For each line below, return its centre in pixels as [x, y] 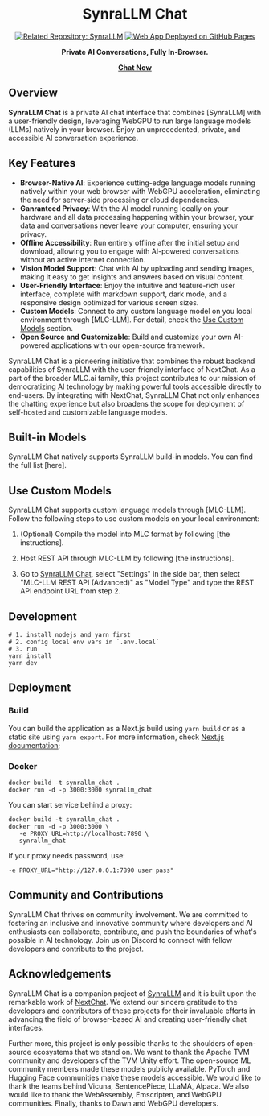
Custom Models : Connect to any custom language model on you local [136, 311]
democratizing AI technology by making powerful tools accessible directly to [135, 386]
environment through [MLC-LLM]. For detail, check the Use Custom [132, 320]
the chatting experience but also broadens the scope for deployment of [126, 403]
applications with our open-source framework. [128, 345]
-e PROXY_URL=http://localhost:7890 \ [84, 833]
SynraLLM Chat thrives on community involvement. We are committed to [128, 914]
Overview [33, 93]
